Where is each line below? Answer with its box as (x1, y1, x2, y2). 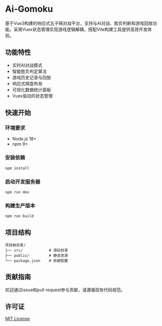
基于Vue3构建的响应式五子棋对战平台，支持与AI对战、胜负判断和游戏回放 (5, 20, 153, 26)
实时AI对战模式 (12, 62, 43, 68)
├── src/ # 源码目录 (5, 248, 69, 253)
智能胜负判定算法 (12, 68, 47, 74)
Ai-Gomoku (5, 3, 53, 15)
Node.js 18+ (12, 136, 37, 142)
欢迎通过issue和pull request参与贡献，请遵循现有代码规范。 (5, 287, 126, 293)
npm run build (5, 214, 34, 219)
